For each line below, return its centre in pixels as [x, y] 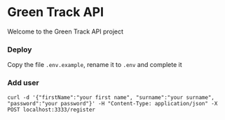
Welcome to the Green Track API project [66, 31]
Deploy [20, 50]
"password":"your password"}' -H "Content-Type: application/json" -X [112, 103]
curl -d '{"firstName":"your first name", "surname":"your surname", [111, 97]
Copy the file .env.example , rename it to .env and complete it [95, 65]
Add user [23, 83]
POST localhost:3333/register [52, 110]
